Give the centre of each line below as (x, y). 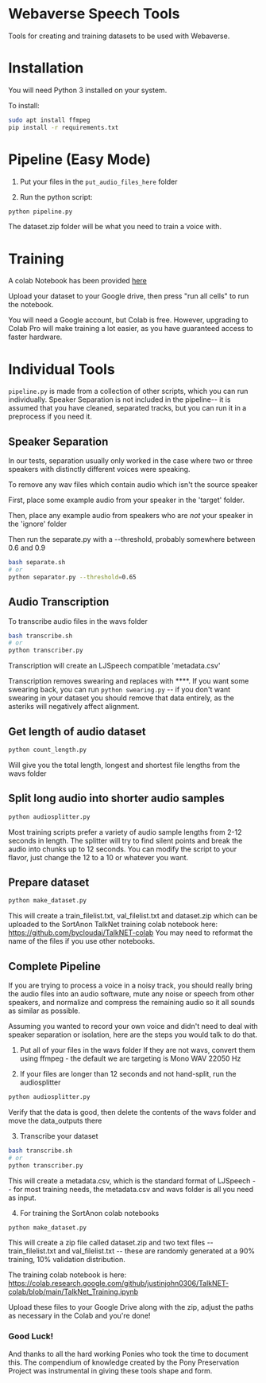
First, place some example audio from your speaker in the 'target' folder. (126, 500)
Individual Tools (62, 369)
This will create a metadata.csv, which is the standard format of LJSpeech (129, 1180)
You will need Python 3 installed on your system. (88, 90)
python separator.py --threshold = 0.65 (72, 577)
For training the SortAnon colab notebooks (89, 1213)
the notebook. (31, 305)
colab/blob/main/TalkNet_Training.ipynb (73, 1292)
